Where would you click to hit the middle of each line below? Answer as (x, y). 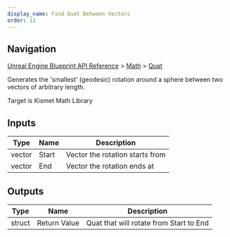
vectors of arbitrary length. (46, 87)
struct (20, 223)
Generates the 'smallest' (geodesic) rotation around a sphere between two (115, 80)
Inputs (22, 123)
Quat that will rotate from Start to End (148, 223)
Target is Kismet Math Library (50, 101)
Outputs (26, 191)
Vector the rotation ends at (110, 166)
